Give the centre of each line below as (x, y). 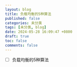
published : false (23, 18)
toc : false (16, 41)
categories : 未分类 (23, 23)
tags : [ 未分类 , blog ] (26, 27)
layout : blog (18, 9)
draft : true (17, 37)
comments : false (21, 45)
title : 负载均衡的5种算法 (28, 14)
